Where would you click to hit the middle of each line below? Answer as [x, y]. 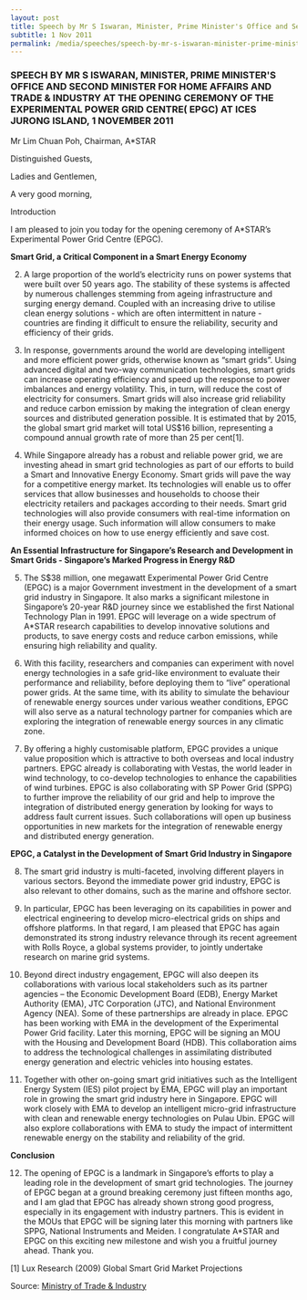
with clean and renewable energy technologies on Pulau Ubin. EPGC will [159, 1118]
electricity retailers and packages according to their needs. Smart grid [155, 504]
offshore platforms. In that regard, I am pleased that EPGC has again [152, 928]
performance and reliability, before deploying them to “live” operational [157, 682]
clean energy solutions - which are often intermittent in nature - [143, 313]
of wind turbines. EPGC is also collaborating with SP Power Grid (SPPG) [158, 787]
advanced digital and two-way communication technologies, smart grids [159, 369]
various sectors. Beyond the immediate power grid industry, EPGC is [152, 880]
